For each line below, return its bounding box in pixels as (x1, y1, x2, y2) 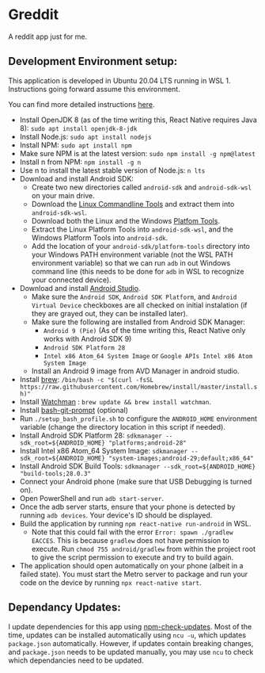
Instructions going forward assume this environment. (8, 84, 180, 94)
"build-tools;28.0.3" (19, 469, 91, 477)
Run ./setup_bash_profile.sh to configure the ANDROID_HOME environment (19, 414, 258, 423)
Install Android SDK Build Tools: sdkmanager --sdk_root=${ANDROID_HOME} (19, 461, 256, 471)
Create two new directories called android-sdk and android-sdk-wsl (31, 182, 252, 192)
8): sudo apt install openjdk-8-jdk (19, 123, 138, 132)
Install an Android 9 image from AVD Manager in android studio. (31, 366, 240, 376)
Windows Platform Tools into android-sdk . (31, 232, 168, 243)
